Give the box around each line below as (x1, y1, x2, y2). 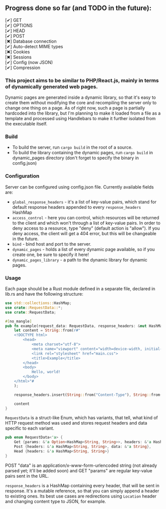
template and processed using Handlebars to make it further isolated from (5, 116, 156, 122)
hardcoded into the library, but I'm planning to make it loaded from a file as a (5, 110, 161, 116)
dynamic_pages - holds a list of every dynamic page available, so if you (12, 246, 155, 252)
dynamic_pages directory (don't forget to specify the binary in (12, 155, 139, 161)
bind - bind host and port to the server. (12, 241, 91, 247)
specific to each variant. (5, 425, 54, 431)
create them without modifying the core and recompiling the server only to (5, 100, 157, 106)
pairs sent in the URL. (5, 473, 49, 479)
